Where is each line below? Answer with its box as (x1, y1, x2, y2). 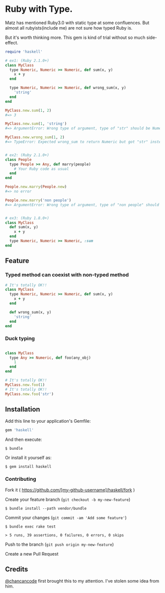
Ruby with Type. (5, 3, 73, 15)
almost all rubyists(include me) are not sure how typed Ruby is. (5, 25, 133, 31)
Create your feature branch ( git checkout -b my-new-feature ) (5, 496, 131, 502)
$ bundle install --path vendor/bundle (5, 506, 87, 511)
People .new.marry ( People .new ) (5, 185, 67, 189)
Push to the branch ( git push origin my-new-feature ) (5, 541, 114, 547)
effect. (5, 39, 19, 45)
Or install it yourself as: (5, 455, 52, 461)
